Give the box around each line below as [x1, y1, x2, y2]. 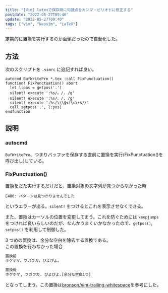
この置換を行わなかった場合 [5, 244, 63, 250]
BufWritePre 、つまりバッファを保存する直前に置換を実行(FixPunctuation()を [5, 152, 163, 158]
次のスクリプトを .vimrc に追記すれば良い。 [5, 66, 97, 72]
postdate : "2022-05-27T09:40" [5, 12, 69, 17]
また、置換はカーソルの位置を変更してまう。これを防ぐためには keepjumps [5, 214, 159, 220]
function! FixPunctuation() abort [5, 81, 78, 86]
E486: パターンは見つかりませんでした [5, 194, 75, 199]
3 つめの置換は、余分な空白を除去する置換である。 [5, 237, 111, 243]
